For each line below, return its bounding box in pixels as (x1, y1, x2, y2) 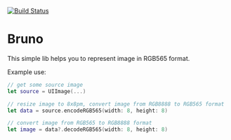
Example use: (7, 67, 47, 76)
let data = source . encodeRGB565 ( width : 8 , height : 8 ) (7, 107, 169, 114)
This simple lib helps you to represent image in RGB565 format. (7, 54, 190, 62)
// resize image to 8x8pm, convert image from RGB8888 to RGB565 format (7, 100, 225, 108)
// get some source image (7, 81, 83, 88)
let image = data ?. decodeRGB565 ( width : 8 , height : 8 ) (7, 126, 169, 133)
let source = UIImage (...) (7, 87, 86, 94)
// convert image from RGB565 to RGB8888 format (7, 120, 152, 127)
